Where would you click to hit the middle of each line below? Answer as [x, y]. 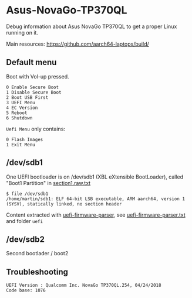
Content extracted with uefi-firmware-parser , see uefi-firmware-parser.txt [96, 215]
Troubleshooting [37, 272]
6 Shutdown [19, 118]
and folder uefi [24, 221]
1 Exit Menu [21, 145]
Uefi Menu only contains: [36, 129]
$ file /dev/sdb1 [27, 194]
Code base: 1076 [26, 290]
